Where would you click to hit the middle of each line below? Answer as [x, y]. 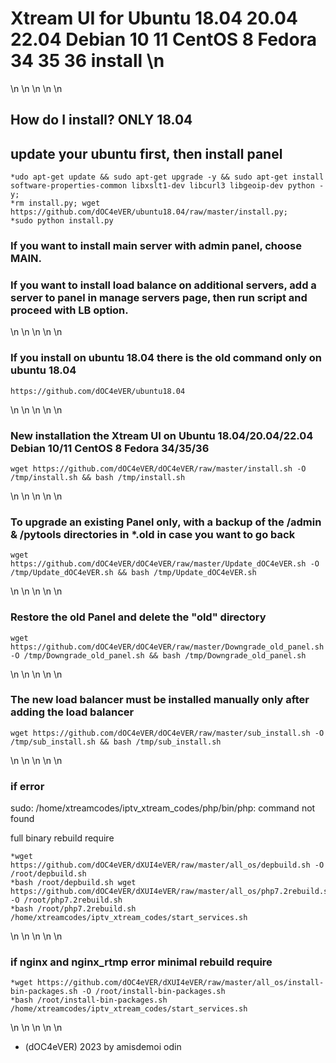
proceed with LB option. [69, 310]
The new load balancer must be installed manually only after [160, 700]
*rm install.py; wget [55, 203]
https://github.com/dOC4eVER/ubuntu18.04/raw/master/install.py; [149, 212]
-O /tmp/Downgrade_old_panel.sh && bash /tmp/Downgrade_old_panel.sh [158, 655]
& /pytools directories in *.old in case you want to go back [153, 534]
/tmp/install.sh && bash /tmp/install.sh [98, 477]
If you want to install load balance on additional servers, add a [163, 285]
